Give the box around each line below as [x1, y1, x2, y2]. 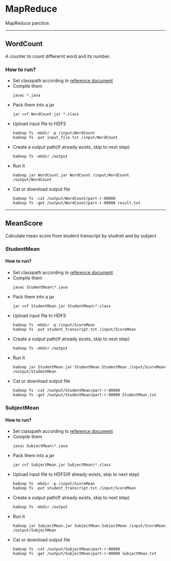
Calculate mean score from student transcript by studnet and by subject [5, 232, 156, 239]
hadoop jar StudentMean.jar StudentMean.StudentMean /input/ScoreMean [12, 364, 166, 369]
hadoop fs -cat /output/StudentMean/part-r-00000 [12, 388, 121, 393]
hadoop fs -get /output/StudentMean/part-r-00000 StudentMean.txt [12, 392, 157, 398]
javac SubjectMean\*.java [12, 443, 68, 449]
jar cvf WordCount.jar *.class [12, 112, 79, 117]
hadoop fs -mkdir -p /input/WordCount [12, 131, 95, 136]
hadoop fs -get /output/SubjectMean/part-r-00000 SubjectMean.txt [12, 551, 157, 556]
